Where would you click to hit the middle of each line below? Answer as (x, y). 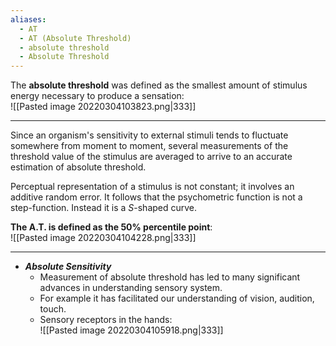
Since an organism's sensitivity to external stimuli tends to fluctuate (149, 135)
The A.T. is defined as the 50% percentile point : (111, 227)
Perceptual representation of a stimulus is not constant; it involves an (152, 187)
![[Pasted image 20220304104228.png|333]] (103, 238)
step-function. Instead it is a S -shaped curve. (104, 208)
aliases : (28, 19)
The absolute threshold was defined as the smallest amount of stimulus (159, 85)
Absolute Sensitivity (68, 267)
